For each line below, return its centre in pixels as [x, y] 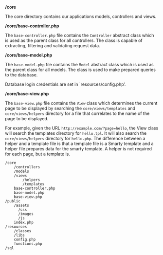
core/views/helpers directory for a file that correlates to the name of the [77, 113]
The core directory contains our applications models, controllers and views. [81, 16]
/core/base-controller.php [32, 26]
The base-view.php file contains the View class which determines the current [81, 103]
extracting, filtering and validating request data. [53, 46]
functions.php [28, 244]
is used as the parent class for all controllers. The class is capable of [74, 40]
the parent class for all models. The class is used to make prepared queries [80, 70]
